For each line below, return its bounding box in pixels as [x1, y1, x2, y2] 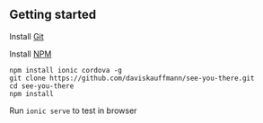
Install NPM [9, 48, 52, 59]
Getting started [9, 7, 97, 22]
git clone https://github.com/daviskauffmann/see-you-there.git [9, 74, 255, 83]
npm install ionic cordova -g [9, 66, 123, 75]
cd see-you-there [9, 81, 75, 91]
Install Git [9, 31, 45, 41]
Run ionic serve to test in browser [9, 105, 137, 116]
